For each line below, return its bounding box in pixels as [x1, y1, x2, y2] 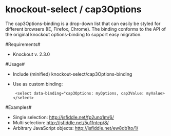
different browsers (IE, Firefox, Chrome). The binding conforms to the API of [5, 26, 166, 32]
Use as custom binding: [12, 81, 63, 87]
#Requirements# [5, 41, 41, 47]
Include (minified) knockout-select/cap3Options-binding [12, 71, 132, 77]
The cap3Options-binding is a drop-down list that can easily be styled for [5, 20, 161, 27]
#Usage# [5, 61, 25, 67]
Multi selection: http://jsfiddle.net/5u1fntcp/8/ [12, 119, 109, 126]
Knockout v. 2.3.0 [12, 51, 50, 57]
